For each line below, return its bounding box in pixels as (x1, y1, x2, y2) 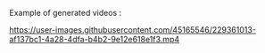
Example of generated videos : (9, 8, 122, 18)
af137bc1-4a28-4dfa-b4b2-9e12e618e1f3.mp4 (9, 34, 180, 44)
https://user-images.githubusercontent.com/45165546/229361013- (9, 25, 257, 34)
